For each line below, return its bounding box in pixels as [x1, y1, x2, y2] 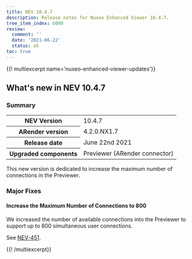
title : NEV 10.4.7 [6, 9, 53, 15]
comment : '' [12, 32, 42, 38]
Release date [24, 139, 62, 147]
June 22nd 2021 [83, 138, 132, 147]
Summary [6, 101, 36, 109]
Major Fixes [6, 187, 41, 195]
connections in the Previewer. [6, 171, 81, 179]
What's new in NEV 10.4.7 [6, 83, 106, 93]
